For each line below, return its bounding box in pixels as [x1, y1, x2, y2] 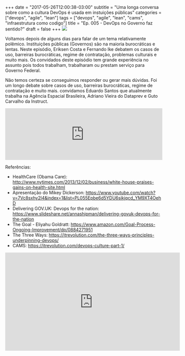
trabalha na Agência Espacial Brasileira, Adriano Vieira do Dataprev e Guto [5, 93, 158, 99]
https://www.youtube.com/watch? [85, 189, 156, 195]
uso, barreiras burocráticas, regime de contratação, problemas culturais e [5, 52, 157, 57]
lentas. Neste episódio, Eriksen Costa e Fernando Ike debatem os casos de [5, 46, 160, 52]
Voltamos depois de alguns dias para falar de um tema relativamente [5, 36, 146, 41]
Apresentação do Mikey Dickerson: [12, 189, 85, 195]
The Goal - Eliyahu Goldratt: [12, 221, 70, 227]
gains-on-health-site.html [12, 184, 66, 190]
